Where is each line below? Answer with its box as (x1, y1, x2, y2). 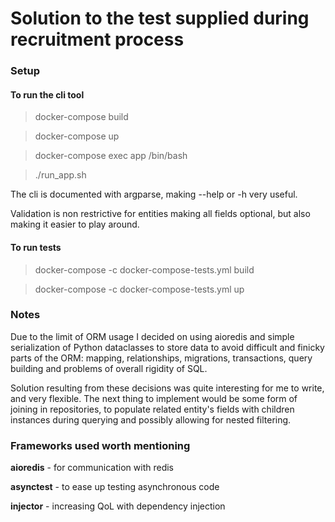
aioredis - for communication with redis (10, 462, 174, 474)
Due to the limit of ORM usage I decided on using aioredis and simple (10, 330, 295, 342)
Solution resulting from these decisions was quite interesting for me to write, (10, 382, 325, 394)
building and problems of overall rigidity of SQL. (10, 362, 208, 374)
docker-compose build (34, 111, 129, 123)
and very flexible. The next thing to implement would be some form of (10, 392, 298, 404)
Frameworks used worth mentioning (10, 438, 191, 452)
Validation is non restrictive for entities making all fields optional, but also (10, 208, 311, 220)
